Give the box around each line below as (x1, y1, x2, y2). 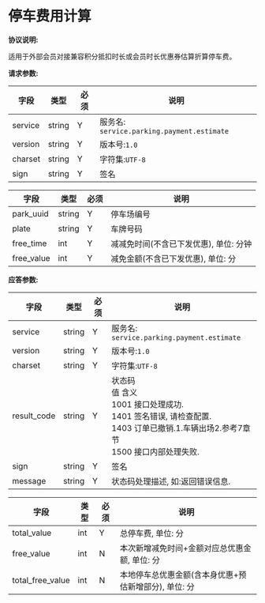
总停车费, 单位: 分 (119, 527, 184, 538)
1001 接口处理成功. (111, 398, 184, 409)
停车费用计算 (8, 7, 92, 25)
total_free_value (12, 575, 71, 586)
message (12, 475, 47, 486)
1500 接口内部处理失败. (111, 446, 200, 457)
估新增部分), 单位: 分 (119, 581, 195, 592)
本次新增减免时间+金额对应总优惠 (119, 542, 244, 553)
